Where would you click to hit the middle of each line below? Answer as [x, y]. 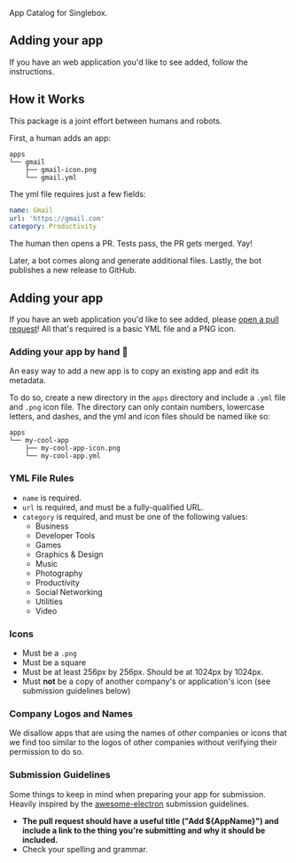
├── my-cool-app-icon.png [73, 448]
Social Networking [69, 592]
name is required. [52, 498]
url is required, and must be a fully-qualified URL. [113, 507]
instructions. [32, 71]
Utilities [49, 601]
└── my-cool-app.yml [63, 456]
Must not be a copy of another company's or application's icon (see [146, 681]
